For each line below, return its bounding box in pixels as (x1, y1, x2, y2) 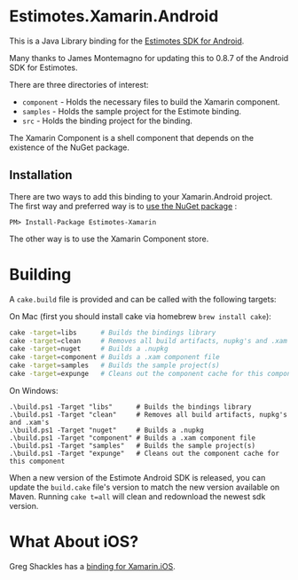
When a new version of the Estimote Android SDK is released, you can (9, 472, 266, 482)
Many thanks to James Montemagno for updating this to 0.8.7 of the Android (9, 52, 289, 63)
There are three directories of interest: (9, 79, 149, 90)
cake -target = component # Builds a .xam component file (9, 353, 220, 362)
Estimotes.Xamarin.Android (9, 6, 219, 27)
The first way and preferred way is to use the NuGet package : (9, 200, 238, 211)
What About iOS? (9, 532, 139, 552)
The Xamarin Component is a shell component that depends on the (9, 132, 255, 143)
